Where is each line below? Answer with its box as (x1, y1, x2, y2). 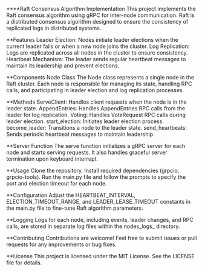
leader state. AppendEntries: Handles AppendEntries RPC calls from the (6, 105, 186, 112)
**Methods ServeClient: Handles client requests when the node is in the (6, 98, 187, 105)
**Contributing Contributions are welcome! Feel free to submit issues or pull (6, 235, 197, 241)
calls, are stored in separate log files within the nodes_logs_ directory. (6, 222, 180, 230)
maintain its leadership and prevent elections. (6, 62, 120, 69)
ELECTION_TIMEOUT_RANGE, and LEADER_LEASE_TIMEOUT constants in (6, 198, 191, 205)
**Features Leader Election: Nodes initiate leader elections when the (6, 36, 178, 43)
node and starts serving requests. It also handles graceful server (6, 149, 168, 156)
